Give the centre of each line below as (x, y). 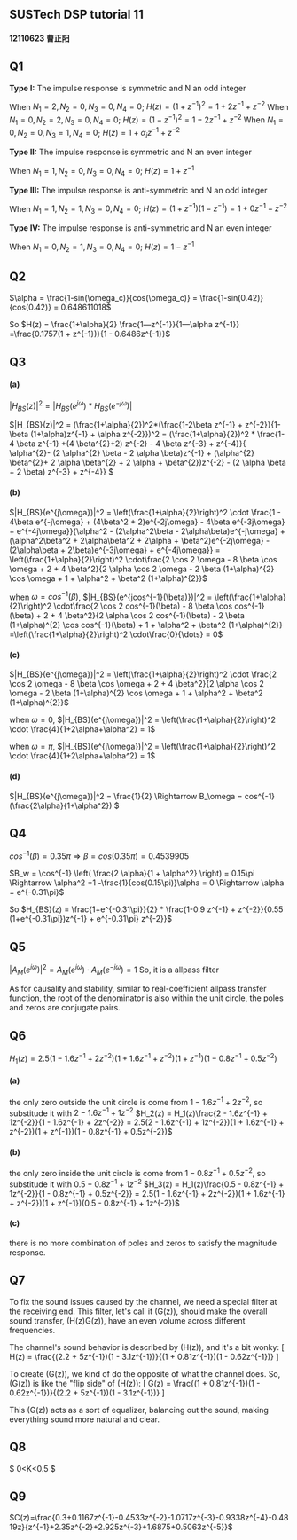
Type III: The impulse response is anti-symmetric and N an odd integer (138, 190)
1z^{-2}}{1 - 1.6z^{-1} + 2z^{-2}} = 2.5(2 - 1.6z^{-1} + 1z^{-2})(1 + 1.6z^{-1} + (147, 1122)
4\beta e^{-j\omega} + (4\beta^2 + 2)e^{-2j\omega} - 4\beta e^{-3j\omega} (147, 522)
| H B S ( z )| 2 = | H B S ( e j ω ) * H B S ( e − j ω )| (71, 406)
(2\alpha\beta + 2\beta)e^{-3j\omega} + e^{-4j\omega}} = (115, 550)
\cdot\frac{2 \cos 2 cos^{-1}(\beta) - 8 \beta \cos (143, 606)
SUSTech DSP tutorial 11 (76, 15)
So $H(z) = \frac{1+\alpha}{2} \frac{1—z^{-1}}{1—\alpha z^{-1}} (125, 325)
